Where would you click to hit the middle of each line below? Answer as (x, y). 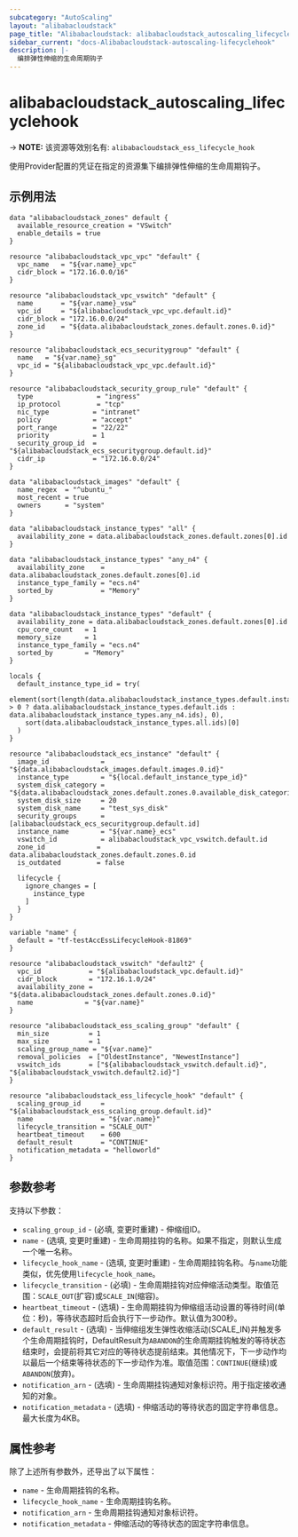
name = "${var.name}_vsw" (77, 303)
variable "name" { (43, 932)
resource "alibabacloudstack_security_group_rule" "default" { (129, 388)
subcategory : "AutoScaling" (61, 17)
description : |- (39, 51)
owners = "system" (61, 505)
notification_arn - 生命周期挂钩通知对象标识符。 (112, 1513)
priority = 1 (61, 435)
